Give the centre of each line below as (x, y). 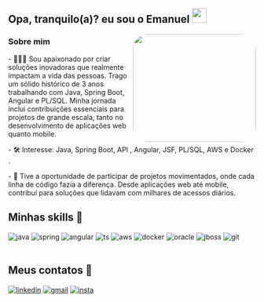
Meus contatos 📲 (50, 270)
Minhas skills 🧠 (46, 218)
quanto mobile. (32, 133)
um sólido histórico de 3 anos (56, 84)
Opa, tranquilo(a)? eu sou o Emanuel (99, 19)
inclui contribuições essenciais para (66, 109)
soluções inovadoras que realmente (66, 67)
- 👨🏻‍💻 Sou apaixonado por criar (60, 59)
